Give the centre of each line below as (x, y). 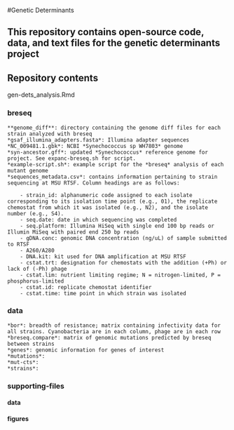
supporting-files (36, 386)
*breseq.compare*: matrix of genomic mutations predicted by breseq (109, 337)
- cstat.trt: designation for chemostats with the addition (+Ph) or (124, 262)
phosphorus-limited (36, 281)
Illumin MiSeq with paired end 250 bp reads (73, 232)
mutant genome (28, 170)
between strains (31, 344)
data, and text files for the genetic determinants (114, 43)
